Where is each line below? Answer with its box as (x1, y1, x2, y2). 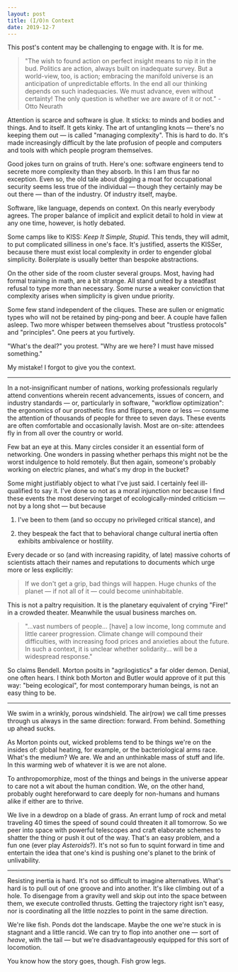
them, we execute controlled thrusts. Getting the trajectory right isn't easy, (7, 900, 225, 908)
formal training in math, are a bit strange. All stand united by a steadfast (7, 276, 216, 285)
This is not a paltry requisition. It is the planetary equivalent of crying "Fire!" (7, 601, 229, 610)
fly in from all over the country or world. (7, 429, 123, 438)
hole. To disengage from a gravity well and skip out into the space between (7, 892, 227, 900)
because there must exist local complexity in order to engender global (7, 248, 212, 256)
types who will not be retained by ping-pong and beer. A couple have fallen (7, 313, 227, 322)
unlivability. (7, 856, 40, 865)
